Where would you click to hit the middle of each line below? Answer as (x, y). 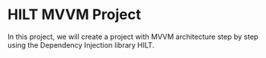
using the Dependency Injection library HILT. (81, 44)
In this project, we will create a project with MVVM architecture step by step (133, 37)
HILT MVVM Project (74, 15)
